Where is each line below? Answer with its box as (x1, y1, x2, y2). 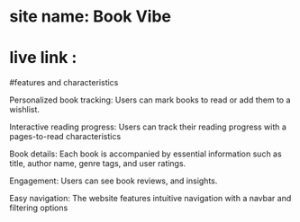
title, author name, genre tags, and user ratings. (9, 158, 186, 169)
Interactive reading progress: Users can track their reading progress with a (9, 121, 286, 132)
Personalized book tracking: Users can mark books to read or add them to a (9, 94, 291, 105)
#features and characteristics (9, 77, 119, 88)
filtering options (9, 202, 68, 213)
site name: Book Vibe (9, 6, 172, 27)
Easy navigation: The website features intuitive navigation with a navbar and (9, 193, 292, 204)
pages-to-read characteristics (9, 131, 122, 142)
